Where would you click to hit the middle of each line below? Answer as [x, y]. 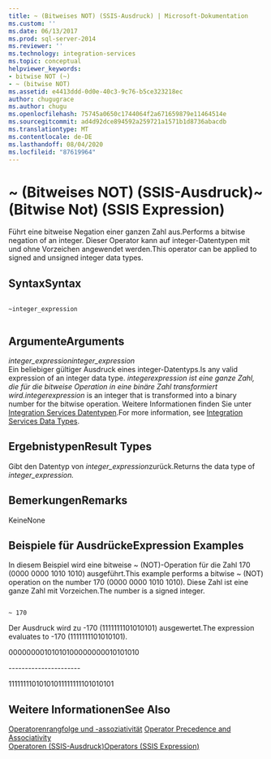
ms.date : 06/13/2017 [43, 31]
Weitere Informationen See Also [89, 709]
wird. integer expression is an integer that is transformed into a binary [123, 395]
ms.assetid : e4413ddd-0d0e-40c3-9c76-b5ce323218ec [96, 91]
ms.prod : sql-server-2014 [52, 39]
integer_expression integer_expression [72, 360]
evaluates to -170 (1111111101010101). [68, 637]
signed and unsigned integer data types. [76, 258]
